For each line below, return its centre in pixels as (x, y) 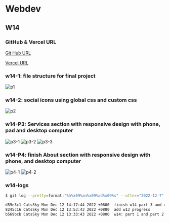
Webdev (23, 9)
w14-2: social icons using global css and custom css (71, 100)
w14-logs (17, 185)
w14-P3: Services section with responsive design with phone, (83, 124)
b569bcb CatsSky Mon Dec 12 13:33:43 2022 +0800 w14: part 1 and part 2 (85, 214)
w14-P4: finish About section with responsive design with (78, 155)
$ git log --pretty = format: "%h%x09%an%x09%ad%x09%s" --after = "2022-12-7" (85, 196)
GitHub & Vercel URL (31, 42)
